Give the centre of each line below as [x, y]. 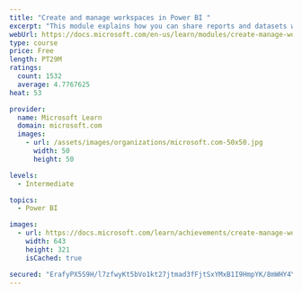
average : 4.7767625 [54, 84]
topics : [24, 200]
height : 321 [48, 249]
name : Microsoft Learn [60, 118]
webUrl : [24, 34]
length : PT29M [36, 59]
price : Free [31, 51]
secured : [26, 274]
